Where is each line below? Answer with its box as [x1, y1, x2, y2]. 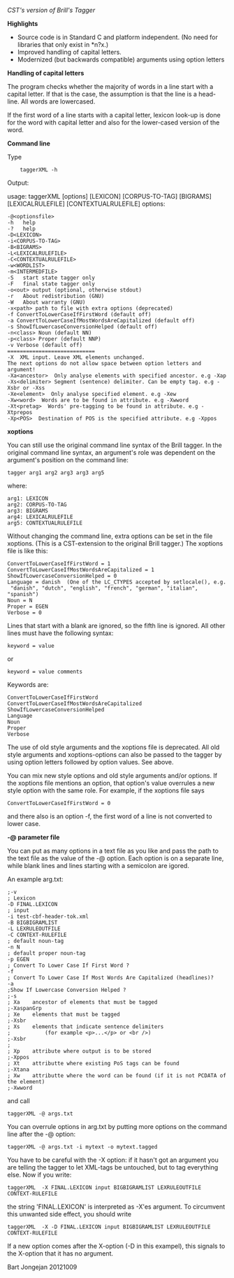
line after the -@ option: [7, 1130, 76, 1138]
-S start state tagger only [7, 274, 96, 281]
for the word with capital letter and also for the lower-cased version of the [7, 118, 220, 127]
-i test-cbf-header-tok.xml [7, 913, 89, 920]
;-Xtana [7, 1066, 30, 1073]
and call [7, 1097, 30, 1105]
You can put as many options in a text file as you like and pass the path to [7, 846, 219, 855]
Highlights [7, 20, 38, 27]
